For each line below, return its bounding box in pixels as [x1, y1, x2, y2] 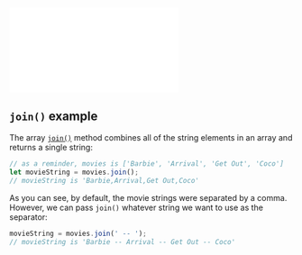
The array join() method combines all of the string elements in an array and [9, 132, 293, 142]
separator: [9, 211, 48, 223]
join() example [9, 108, 98, 123]
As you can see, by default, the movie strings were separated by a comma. [9, 192, 288, 203]
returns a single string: [9, 142, 93, 152]
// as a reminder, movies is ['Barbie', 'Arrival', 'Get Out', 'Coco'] [9, 159, 284, 168]
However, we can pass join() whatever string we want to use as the [9, 202, 264, 213]
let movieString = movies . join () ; [9, 168, 140, 177]
